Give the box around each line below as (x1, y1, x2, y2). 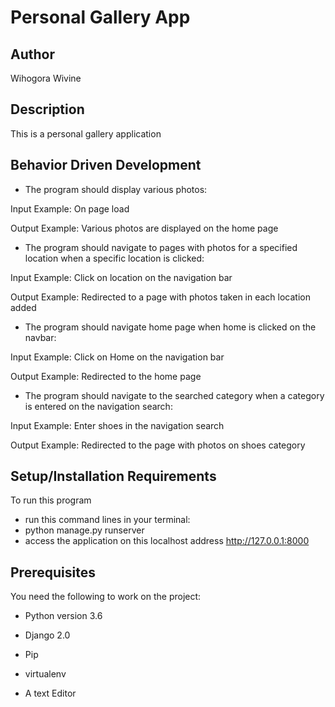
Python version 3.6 (24, 610, 103, 622)
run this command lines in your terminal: (24, 514, 191, 526)
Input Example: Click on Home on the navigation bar (10, 351, 225, 363)
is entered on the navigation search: (24, 400, 173, 412)
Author (10, 46, 55, 63)
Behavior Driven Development (10, 157, 202, 174)
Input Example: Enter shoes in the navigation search (10, 419, 225, 431)
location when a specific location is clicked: (24, 252, 205, 264)
